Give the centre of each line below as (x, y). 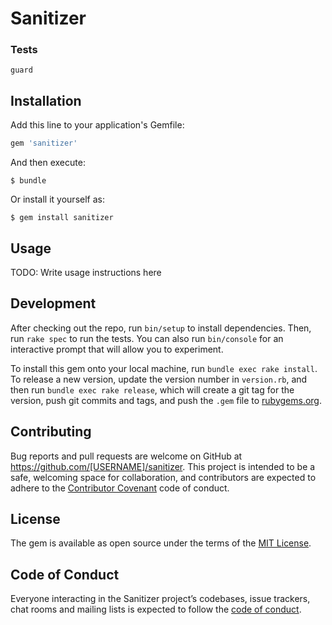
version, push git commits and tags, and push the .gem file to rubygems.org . (166, 400)
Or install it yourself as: (57, 199)
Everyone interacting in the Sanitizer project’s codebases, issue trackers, (160, 599)
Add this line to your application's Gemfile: (97, 125)
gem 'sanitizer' (44, 143)
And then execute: (48, 163)
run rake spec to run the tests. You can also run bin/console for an (147, 338)
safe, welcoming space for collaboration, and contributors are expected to (163, 477)
